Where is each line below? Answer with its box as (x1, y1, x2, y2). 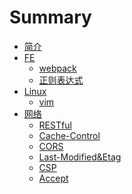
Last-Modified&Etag (38, 151, 122, 163)
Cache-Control (38, 129, 101, 141)
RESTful (38, 119, 72, 131)
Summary (9, 6, 92, 29)
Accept (38, 172, 69, 184)
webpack (38, 62, 77, 74)
